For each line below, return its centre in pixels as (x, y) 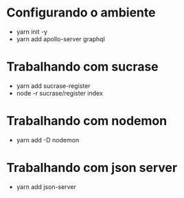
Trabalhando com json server (92, 168)
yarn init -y (32, 32)
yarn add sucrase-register (53, 86)
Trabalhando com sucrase (82, 67)
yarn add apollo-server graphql (61, 38)
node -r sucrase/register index (60, 93)
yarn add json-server (46, 186)
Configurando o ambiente (81, 13)
